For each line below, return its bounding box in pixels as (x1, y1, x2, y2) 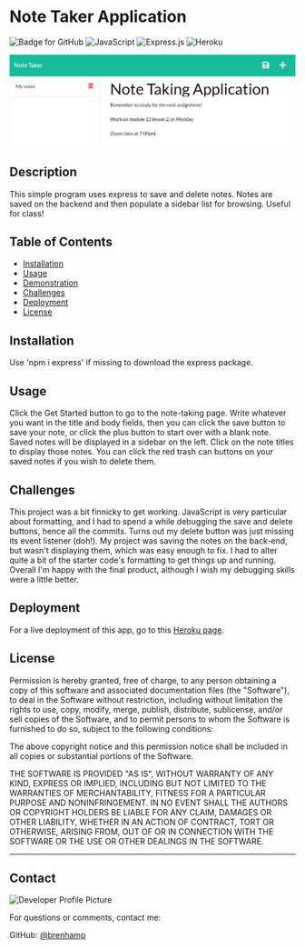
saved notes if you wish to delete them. (9, 456, 157, 467)
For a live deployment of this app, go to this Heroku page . (9, 624, 225, 635)
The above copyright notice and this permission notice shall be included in (9, 741, 288, 752)
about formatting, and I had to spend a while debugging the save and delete (9, 515, 293, 526)
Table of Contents (9, 235, 113, 250)
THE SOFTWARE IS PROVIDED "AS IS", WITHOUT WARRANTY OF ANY (9, 768, 274, 779)
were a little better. (9, 574, 80, 584)
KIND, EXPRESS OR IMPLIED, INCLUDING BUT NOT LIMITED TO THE (9, 777, 267, 788)
